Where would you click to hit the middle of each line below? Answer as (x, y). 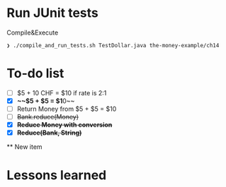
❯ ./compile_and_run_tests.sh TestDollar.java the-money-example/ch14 (113, 45)
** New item (25, 147)
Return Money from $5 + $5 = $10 (67, 109)
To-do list (35, 74)
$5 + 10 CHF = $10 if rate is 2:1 (62, 92)
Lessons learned (57, 175)
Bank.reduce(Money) (48, 117)
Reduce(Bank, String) (49, 133)
